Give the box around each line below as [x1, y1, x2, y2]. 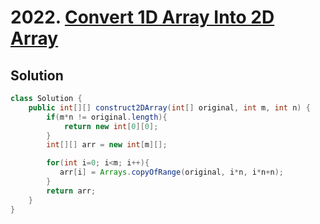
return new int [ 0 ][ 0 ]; [63, 121, 159, 131]
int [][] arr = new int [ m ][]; [46, 140, 168, 150]
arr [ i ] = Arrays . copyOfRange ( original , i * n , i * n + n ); [59, 167, 284, 178]
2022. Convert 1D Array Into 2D [10, 6, 275, 29]
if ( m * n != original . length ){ [46, 112, 168, 122]
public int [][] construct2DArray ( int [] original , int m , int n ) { [28, 102, 311, 113]
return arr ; [46, 186, 97, 196]
